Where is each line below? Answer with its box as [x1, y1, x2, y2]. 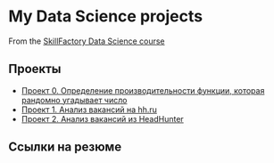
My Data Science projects [8, 6, 203, 27]
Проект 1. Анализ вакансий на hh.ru [21, 104, 158, 115]
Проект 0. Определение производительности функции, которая [21, 85, 265, 95]
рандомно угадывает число [21, 94, 128, 105]
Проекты [8, 61, 62, 77]
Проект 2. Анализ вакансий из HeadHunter [21, 113, 184, 124]
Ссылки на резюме [8, 140, 122, 155]
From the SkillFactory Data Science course [8, 36, 166, 46]
